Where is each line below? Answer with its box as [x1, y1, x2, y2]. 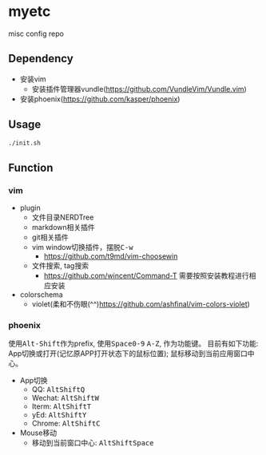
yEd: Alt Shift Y [31, 410, 87, 420]
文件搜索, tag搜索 [31, 261, 89, 271]
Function [8, 160, 54, 174]
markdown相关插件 [31, 223, 96, 232]
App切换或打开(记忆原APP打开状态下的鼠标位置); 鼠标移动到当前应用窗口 [8, 349, 248, 358]
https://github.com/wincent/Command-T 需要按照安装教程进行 [43, 271, 249, 281]
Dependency [8, 52, 73, 65]
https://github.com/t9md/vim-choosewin [43, 251, 178, 261]
